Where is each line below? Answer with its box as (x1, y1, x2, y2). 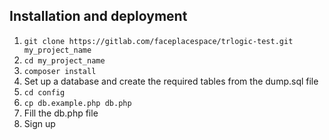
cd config (23, 87, 66, 98)
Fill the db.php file (23, 107, 99, 119)
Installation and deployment (9, 8, 188, 25)
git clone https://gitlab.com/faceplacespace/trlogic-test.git (23, 36, 294, 46)
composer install (23, 66, 97, 76)
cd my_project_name (23, 55, 106, 66)
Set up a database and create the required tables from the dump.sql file (23, 75, 319, 87)
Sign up (23, 117, 56, 129)
